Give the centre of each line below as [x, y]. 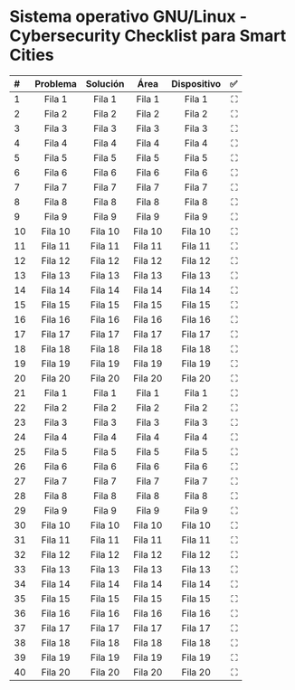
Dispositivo [196, 83]
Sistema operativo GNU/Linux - [128, 17]
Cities [32, 55]
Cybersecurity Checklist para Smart [148, 36]
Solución [105, 83]
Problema [56, 83]
